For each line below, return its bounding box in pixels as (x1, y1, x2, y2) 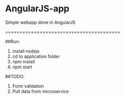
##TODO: (5, 73, 25, 79)
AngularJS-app (5, 3, 69, 14)
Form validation (12, 83, 45, 89)
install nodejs (12, 48, 40, 54)
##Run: (5, 38, 20, 45)
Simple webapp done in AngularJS (5, 19, 76, 25)
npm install (12, 58, 35, 64)
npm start (12, 64, 32, 70)
